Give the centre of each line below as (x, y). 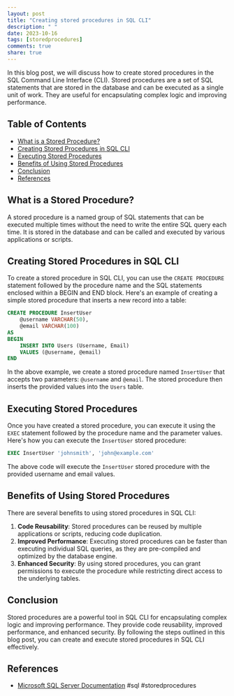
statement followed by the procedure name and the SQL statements (105, 285)
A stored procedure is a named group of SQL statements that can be (106, 217)
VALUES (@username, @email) (60, 352)
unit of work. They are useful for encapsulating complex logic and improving (117, 94)
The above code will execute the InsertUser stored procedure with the (109, 466)
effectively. (23, 646)
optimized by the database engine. (67, 556)
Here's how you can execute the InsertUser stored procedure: (97, 440)
